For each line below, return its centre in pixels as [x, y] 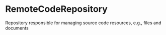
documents [17, 28]
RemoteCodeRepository [56, 9]
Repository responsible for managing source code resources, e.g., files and [83, 23]
